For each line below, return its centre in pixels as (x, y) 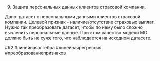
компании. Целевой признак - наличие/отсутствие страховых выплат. (80, 22)
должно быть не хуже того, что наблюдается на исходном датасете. (78, 38)
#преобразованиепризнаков (36, 53)
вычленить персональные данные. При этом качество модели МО (76, 33)
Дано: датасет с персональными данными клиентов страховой (73, 17)
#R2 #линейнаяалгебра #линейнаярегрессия (53, 48)
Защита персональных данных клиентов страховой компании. (79, 7)
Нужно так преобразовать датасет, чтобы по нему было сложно (74, 27)
